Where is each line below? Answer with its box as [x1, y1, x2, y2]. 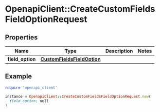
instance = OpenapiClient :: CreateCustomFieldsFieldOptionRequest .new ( [5, 94, 151, 99]
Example [5, 72, 32, 81]
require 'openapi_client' [5, 85, 57, 90]
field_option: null [9, 98, 49, 103]
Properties [5, 33, 38, 41]
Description [105, 48, 133, 54]
